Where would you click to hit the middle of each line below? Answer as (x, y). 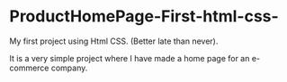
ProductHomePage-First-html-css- (144, 16)
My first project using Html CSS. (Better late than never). (114, 41)
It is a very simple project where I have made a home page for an (130, 58)
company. (69, 68)
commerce (29, 68)
